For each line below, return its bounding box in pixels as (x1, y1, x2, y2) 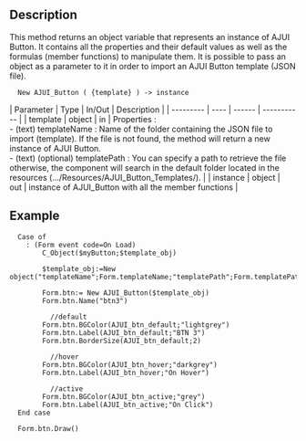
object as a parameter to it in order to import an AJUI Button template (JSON (9, 60, 296, 71)
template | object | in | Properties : (28, 113, 157, 124)
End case (17, 408, 51, 417)
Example (9, 208, 60, 224)
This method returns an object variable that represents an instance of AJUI (9, 31, 291, 42)
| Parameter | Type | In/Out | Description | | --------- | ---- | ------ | (9, 104, 261, 115)
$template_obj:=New (42, 264, 117, 273)
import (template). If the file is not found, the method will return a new (9, 132, 270, 144)
